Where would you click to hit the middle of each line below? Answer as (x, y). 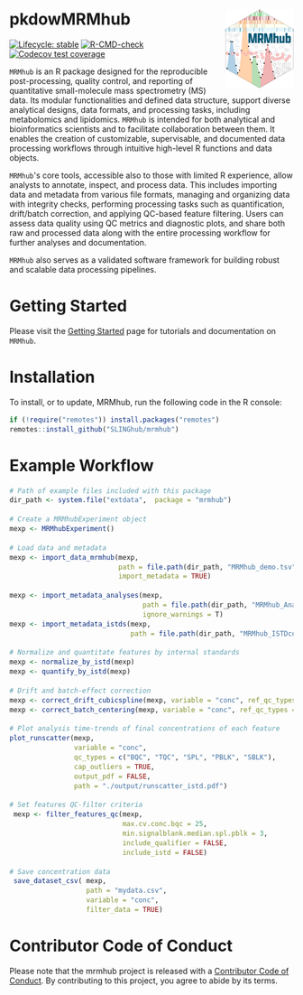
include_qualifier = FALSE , (175, 843)
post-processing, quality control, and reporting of (101, 80)
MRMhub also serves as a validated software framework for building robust (144, 260)
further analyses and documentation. (78, 242)
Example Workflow (82, 465)
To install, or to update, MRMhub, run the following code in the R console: (146, 402)
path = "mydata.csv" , (127, 891)
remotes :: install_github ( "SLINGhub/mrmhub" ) (94, 429)
